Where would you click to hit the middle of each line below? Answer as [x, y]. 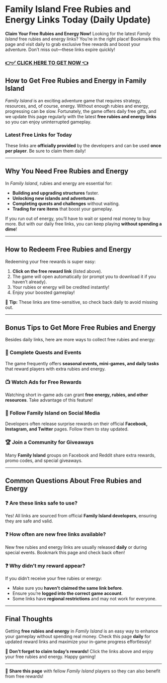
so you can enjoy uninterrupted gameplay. [48, 122]
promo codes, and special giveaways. [44, 460]
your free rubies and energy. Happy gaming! [50, 657]
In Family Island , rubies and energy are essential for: [59, 183]
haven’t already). [30, 282]
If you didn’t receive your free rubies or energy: [54, 578]
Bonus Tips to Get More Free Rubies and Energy [81, 328]
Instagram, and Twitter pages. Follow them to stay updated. [67, 429]
